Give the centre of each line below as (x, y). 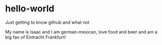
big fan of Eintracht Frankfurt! (36, 37)
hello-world (30, 9)
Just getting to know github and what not (47, 22)
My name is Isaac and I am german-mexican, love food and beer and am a (81, 32)
